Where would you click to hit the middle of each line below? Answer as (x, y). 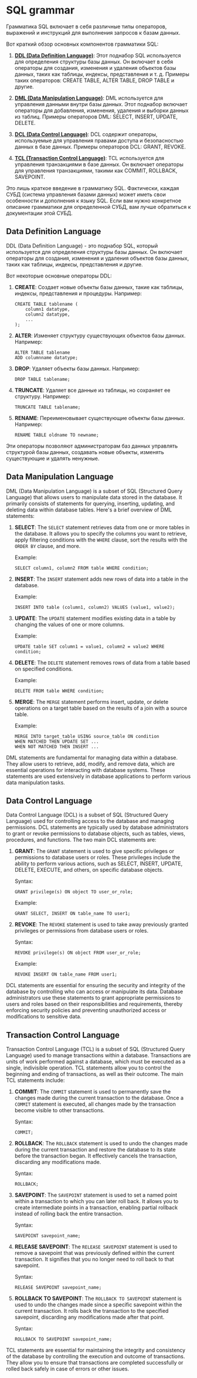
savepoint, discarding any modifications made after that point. (89, 1317)
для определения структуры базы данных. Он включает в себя (94, 62)
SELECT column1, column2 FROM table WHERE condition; (81, 568)
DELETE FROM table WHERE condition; (59, 691)
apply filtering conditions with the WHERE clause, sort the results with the (101, 540)
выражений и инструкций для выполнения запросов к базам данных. (93, 32)
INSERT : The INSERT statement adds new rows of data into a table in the (101, 579)
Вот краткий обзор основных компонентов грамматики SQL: (82, 44)
